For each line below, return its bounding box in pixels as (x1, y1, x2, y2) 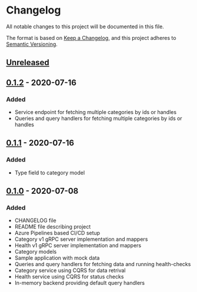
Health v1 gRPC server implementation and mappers (14, 242, 142, 249)
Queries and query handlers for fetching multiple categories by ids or (14, 115, 182, 122)
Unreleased (6, 58, 50, 68)
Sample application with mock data (14, 254, 100, 261)
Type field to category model (14, 169, 85, 176)
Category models (14, 248, 57, 256)
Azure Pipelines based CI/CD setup (14, 230, 101, 237)
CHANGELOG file (14, 217, 57, 224)
